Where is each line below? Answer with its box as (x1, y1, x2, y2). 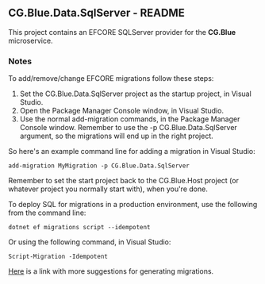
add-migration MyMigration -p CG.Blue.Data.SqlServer (8, 162, 190, 170)
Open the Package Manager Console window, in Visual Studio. (19, 106, 225, 116)
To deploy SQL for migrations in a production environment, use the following (8, 200, 258, 209)
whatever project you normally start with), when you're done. (8, 184, 208, 194)
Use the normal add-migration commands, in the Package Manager (19, 114, 240, 124)
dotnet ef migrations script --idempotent (8, 224, 151, 232)
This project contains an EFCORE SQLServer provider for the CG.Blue (8, 27, 236, 36)
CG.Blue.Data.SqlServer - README (8, 6, 185, 20)
